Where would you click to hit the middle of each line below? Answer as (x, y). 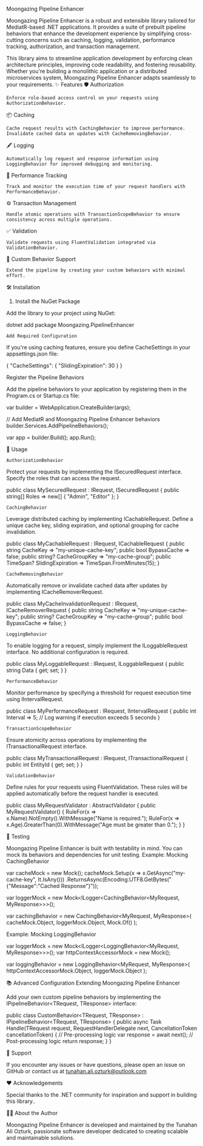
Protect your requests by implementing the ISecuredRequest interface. (95, 472)
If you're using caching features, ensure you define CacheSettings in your (98, 347)
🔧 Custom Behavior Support (41, 259)
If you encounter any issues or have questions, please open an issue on (96, 1065)
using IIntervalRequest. (35, 699)
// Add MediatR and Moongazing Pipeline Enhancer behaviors (83, 419)
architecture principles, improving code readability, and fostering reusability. (101, 65)
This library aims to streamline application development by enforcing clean (99, 58)
